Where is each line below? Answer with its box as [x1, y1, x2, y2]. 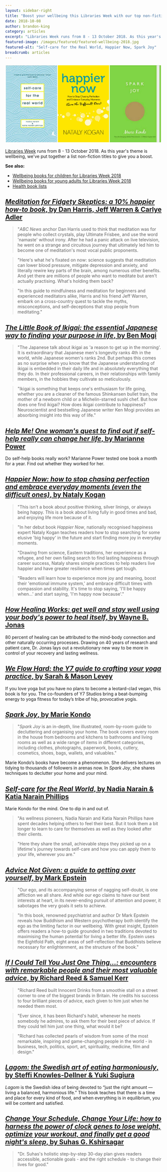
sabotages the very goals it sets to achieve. [17, 902, 107, 908]
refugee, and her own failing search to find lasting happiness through [17, 555, 159, 561]
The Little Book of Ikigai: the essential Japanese [5, 323, 158, 332]
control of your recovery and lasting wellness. [5, 650, 99, 656]
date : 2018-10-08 [5, 18, 41, 23]
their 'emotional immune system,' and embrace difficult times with [17, 580, 153, 586]
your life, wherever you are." [17, 852, 76, 857]
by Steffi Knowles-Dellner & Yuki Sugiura [5, 1071, 135, 1079]
